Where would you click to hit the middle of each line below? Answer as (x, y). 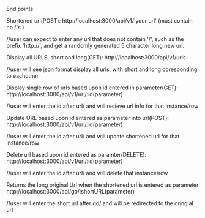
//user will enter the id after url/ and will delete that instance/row (87, 173)
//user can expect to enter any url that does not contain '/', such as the (95, 39)
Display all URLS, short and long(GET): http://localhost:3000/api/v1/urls (96, 57)
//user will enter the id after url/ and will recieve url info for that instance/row (102, 106)
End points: (20, 9)
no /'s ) (15, 27)
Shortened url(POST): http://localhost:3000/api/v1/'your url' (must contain (99, 21)
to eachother (22, 76)
